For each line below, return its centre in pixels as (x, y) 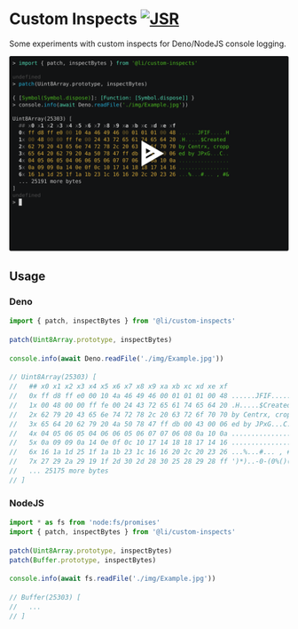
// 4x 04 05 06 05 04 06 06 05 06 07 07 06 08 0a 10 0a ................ (152, 434)
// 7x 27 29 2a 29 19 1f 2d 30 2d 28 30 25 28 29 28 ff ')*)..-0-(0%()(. (152, 462)
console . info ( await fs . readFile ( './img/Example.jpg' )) (113, 579)
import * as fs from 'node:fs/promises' (85, 523)
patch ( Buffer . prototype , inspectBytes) (83, 560)
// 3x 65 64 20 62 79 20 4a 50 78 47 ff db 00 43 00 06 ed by (130, 424)
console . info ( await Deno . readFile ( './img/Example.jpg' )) (117, 358)
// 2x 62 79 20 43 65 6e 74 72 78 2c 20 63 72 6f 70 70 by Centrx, (141, 414)
